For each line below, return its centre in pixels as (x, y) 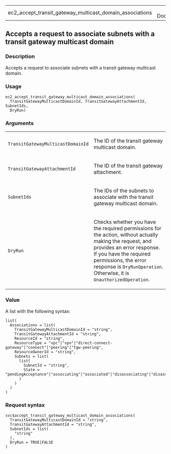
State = (32, 370)
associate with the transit (123, 197)
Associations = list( (33, 325)
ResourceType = (31, 343)
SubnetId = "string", (47, 365)
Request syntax (25, 405)
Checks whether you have (125, 222)
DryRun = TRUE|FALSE (32, 442)
